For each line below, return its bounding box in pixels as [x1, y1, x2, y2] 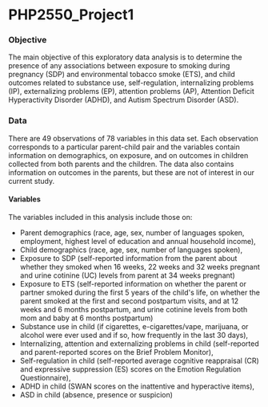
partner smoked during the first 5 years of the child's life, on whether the [19, 287, 260, 297]
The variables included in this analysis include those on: [8, 212, 193, 222]
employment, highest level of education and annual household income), [19, 236, 256, 246]
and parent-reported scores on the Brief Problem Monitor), [19, 347, 214, 356]
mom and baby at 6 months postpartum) [19, 313, 154, 323]
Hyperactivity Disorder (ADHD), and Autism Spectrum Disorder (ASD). [8, 95, 239, 105]
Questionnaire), [19, 372, 71, 382]
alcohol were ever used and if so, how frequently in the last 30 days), [19, 330, 249, 340]
